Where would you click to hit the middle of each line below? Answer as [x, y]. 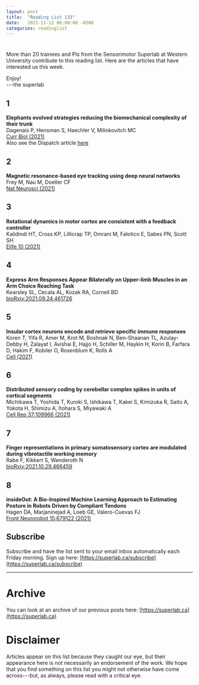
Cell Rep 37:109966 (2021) [38, 415]
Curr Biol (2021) [25, 136]
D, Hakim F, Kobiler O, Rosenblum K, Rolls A [59, 350]
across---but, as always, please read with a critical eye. [74, 675]
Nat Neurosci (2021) [31, 189]
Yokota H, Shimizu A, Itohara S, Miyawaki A [59, 408]
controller [19, 227]
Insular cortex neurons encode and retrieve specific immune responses [96, 331]
